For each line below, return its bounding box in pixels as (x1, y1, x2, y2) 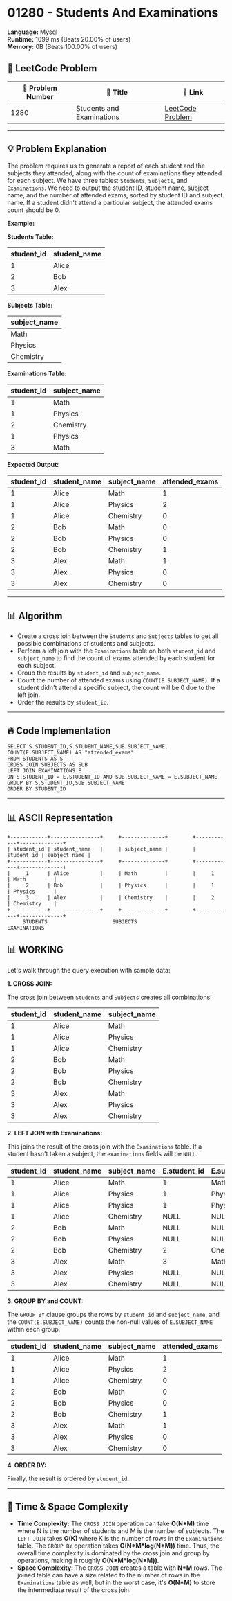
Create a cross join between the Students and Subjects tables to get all (17, 632, 219, 640)
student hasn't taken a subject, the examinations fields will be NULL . (7, 1149, 198, 1158)
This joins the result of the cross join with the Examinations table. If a (7, 1142, 202, 1151)
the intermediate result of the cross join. (17, 1585, 131, 1594)
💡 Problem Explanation (7, 143, 107, 155)
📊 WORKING (7, 944, 64, 956)
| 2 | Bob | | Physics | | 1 (7, 882, 215, 889)
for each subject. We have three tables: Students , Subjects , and (7, 176, 188, 184)
